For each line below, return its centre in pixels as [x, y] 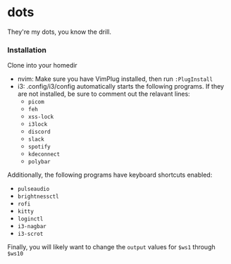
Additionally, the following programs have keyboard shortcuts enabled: [110, 175]
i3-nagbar [32, 227]
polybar [39, 162]
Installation [27, 50]
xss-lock [41, 117]
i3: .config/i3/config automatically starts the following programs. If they [120, 87]
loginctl [30, 219]
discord [39, 132]
